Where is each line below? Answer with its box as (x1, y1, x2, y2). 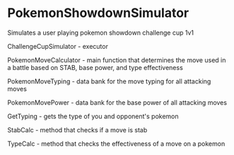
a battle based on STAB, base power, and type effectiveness (7, 63, 184, 71)
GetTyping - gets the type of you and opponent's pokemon (7, 112, 179, 120)
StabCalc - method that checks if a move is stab (7, 125, 148, 134)
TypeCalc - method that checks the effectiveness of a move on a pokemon (7, 139, 226, 148)
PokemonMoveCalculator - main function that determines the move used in (7, 55, 226, 64)
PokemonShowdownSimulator (7, 5, 189, 21)
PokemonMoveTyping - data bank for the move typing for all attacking (7, 76, 211, 86)
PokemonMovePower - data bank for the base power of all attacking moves (7, 98, 228, 107)
